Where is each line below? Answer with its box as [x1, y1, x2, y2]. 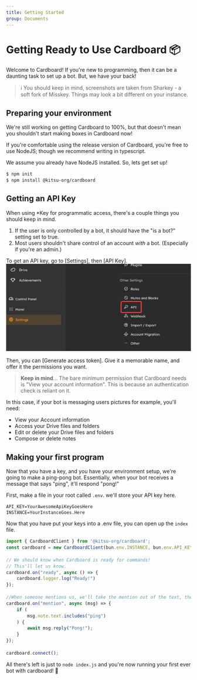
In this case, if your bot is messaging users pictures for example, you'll [6, 399, 177, 406]
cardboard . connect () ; [6, 650, 59, 656]
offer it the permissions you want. [6, 363, 87, 370]
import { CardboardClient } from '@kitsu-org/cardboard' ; [6, 539, 151, 545]
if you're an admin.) [14, 246, 62, 253]
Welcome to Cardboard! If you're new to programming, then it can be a [6, 67, 177, 74]
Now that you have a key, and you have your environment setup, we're [6, 468, 176, 475]
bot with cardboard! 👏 [6, 667, 59, 674]
